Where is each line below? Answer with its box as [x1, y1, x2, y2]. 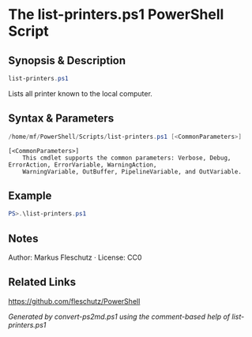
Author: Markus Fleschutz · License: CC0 [8, 253, 142, 262]
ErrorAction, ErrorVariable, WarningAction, [8, 160, 157, 169]
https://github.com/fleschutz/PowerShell [8, 296, 141, 305]
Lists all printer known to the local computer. [8, 88, 152, 98]
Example [8, 189, 52, 202]
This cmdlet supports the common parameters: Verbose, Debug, [22, 154, 231, 162]
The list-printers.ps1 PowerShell [8, 6, 224, 24]
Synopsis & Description [8, 54, 126, 67]
